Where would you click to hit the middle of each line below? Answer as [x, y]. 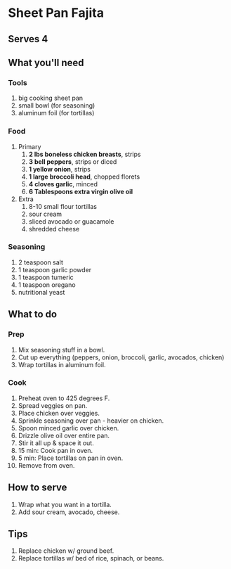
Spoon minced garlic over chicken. [68, 428]
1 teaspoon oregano [47, 284]
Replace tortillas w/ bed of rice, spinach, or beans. [91, 558]
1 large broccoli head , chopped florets [84, 177]
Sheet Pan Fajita [56, 13]
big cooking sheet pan [51, 98]
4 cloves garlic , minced [63, 184]
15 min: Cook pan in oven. [55, 450]
